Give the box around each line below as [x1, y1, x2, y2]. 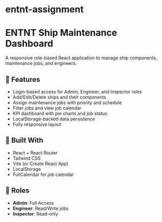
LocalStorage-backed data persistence [12, 116, 96, 122]
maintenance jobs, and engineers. [5, 60, 77, 66]
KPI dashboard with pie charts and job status [12, 110, 107, 116]
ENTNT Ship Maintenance [5, 27, 118, 39]
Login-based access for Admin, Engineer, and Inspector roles [12, 88, 142, 95]
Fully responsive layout [12, 121, 61, 127]
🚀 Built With [5, 136, 43, 145]
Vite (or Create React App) [12, 160, 69, 167]
